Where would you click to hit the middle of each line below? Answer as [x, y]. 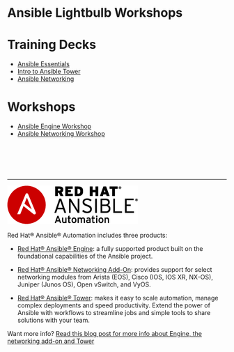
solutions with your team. [54, 320]
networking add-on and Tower [51, 341]
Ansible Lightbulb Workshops [95, 13]
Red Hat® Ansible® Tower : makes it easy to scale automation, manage [118, 298]
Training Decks [52, 45]
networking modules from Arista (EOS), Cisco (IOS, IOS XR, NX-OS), [115, 277]
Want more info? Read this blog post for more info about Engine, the [104, 334]
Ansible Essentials [43, 64]
